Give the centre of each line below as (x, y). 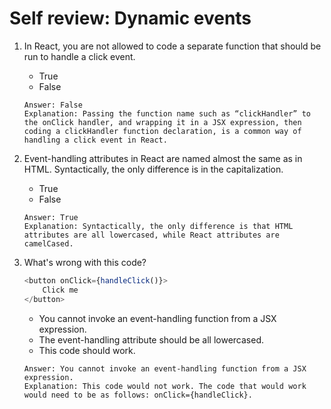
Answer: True (51, 217)
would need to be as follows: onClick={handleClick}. (138, 395)
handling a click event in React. (95, 140)
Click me (60, 290)
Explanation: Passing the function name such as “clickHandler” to (167, 113)
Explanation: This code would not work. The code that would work (165, 386)
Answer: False (53, 105)
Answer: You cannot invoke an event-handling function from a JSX (165, 368)
